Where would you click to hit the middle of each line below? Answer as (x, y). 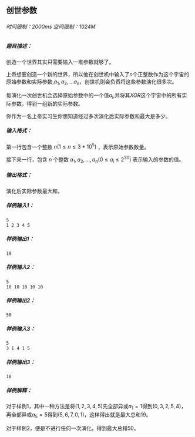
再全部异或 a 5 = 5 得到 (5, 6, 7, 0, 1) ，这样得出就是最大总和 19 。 (79, 415)
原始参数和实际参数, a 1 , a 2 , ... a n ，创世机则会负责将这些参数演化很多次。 (92, 82)
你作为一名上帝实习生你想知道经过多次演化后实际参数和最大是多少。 (88, 116)
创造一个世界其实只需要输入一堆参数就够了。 (60, 62)
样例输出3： (21, 362)
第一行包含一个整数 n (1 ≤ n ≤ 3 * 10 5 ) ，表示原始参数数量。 (78, 146)
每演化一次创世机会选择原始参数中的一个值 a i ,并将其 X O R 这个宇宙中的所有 (94, 96)
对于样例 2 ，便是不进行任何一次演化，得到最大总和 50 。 (73, 428)
